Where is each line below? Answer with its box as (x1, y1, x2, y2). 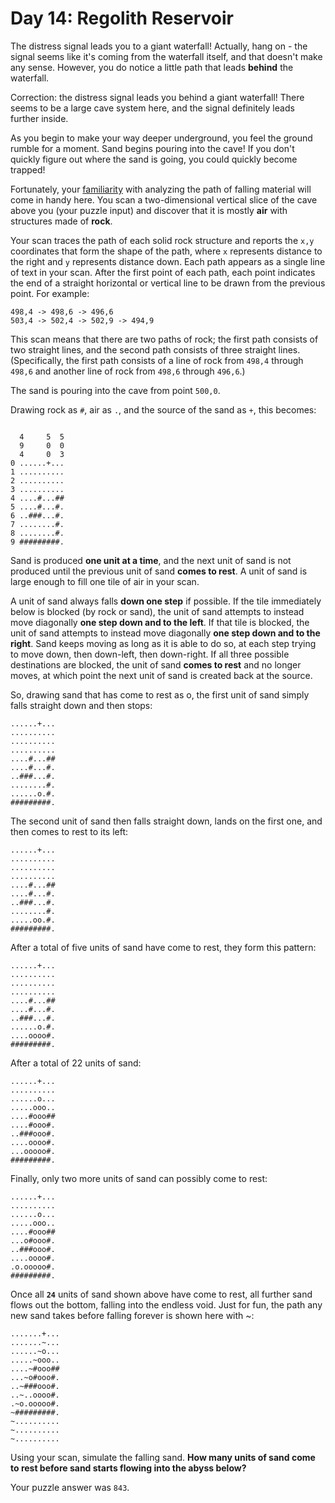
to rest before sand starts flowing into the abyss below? (10, 1462, 247, 1474)
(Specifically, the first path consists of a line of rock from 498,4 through (10, 354, 304, 366)
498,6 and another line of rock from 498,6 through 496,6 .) (10, 365, 246, 377)
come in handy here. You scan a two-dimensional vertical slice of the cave (10, 193, 318, 206)
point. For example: (10, 287, 90, 299)
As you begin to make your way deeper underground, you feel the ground (10, 132, 313, 144)
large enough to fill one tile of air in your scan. (10, 575, 200, 587)
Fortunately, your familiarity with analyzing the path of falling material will (10, 183, 312, 195)
